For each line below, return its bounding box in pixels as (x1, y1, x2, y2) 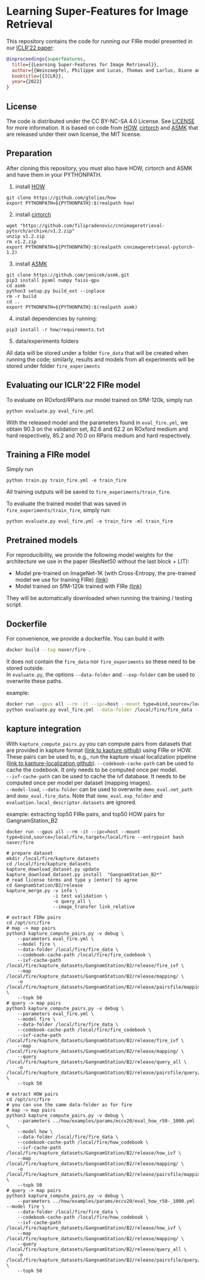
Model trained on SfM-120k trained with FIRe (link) (15, 582, 142, 590)
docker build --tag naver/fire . (6, 647, 92, 653)
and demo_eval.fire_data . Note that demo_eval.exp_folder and (6, 792, 163, 799)
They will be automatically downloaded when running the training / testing (6, 595, 193, 602)
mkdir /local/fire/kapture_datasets (6, 855, 99, 861)
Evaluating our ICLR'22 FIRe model (6, 380, 140, 390)
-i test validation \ (52, 893, 108, 899)
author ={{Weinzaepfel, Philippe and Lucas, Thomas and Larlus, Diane (12, 67, 192, 73)
